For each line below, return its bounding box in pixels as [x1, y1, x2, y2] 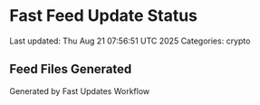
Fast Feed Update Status [9, 5, 197, 26]
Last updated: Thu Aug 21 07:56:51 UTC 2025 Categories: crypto [9, 35, 251, 46]
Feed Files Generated [9, 62, 132, 77]
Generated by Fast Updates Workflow [9, 85, 150, 96]
